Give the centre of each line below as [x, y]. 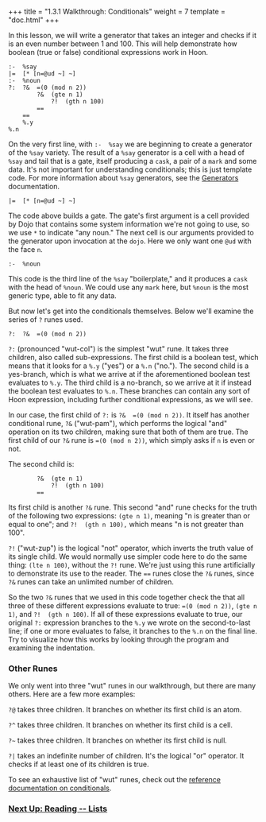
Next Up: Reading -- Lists [58, 808]
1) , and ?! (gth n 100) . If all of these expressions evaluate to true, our [125, 614]
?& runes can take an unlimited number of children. [91, 582]
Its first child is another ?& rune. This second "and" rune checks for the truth [133, 507]
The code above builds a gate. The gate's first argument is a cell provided [129, 215]
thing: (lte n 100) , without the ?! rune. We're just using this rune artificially [132, 565]
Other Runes [33, 669]
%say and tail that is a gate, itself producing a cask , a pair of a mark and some [133, 161]
